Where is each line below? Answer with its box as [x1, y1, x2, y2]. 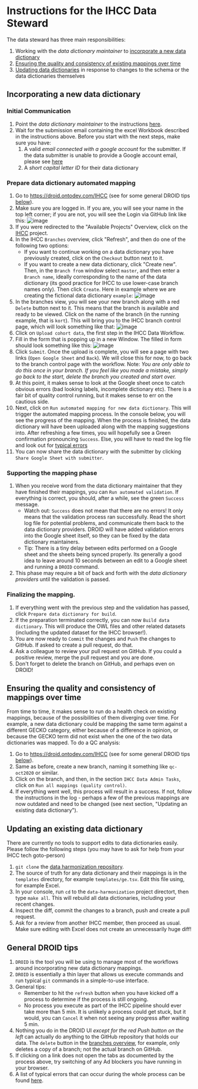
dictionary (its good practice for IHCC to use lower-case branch [24, 279, 179, 286]
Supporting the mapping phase [6, 469, 98, 477]
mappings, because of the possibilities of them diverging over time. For [6, 714, 179, 721]
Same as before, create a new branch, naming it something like [15, 763, 168, 770]
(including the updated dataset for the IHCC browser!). [15, 628, 147, 636]
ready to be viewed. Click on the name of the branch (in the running [15, 310, 180, 318]
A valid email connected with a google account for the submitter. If [24, 145, 186, 152]
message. [15, 501, 39, 508]
